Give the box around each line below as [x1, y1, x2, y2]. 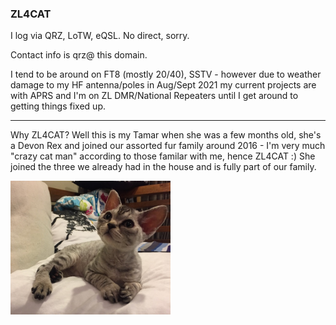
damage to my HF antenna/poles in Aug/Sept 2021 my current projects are [10, 79, 317, 91]
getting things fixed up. [10, 100, 106, 112]
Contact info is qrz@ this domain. [10, 49, 148, 61]
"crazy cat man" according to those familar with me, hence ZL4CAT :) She [10, 150, 316, 162]
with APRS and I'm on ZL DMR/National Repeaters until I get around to [10, 90, 299, 102]
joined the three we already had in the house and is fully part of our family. [10, 161, 317, 173]
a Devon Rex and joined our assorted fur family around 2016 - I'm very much [10, 140, 326, 152]
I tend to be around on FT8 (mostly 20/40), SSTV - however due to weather [10, 68, 322, 81]
